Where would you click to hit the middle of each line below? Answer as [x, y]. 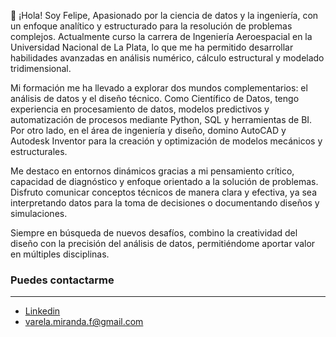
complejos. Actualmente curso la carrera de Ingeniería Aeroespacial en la [161, 36]
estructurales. [39, 151]
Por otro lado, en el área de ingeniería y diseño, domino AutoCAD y [148, 130]
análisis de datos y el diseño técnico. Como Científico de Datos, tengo [155, 98]
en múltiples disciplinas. [60, 254]
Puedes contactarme [62, 280]
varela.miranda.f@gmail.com [84, 322]
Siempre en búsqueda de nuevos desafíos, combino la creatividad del [154, 233]
